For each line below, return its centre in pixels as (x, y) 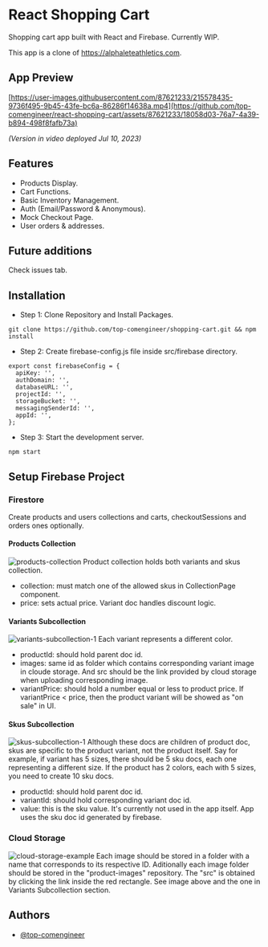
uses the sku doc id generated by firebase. (91, 818)
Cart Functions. (45, 191)
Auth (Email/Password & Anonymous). (83, 208)
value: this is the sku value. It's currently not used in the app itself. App (137, 809)
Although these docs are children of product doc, (169, 742)
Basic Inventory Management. (69, 200)
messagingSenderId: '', (55, 408)
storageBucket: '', (48, 402)
